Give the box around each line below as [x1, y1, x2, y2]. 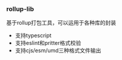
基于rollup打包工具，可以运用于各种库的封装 [6, 19, 117, 26]
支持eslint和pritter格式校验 [15, 40, 81, 47]
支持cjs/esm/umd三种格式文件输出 [15, 47, 101, 54]
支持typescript [15, 32, 52, 39]
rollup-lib [6, 5, 35, 13]
